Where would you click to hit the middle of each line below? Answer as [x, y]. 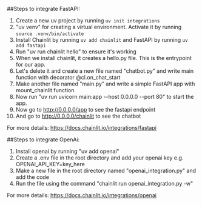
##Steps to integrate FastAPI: [44, 9]
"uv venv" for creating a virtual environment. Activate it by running [99, 27]
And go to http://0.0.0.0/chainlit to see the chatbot [78, 116]
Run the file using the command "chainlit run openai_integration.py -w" [104, 183]
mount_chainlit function [45, 90]
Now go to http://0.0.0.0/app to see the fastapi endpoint [86, 109]
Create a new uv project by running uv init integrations [88, 20]
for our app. [31, 64]
